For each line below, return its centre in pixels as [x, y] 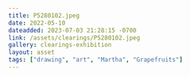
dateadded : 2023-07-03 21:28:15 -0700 [72, 30]
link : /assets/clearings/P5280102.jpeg [74, 38]
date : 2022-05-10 [37, 23]
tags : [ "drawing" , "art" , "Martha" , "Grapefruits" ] [95, 60]
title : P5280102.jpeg [44, 15]
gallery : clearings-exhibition [60, 45]
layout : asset [32, 52]
